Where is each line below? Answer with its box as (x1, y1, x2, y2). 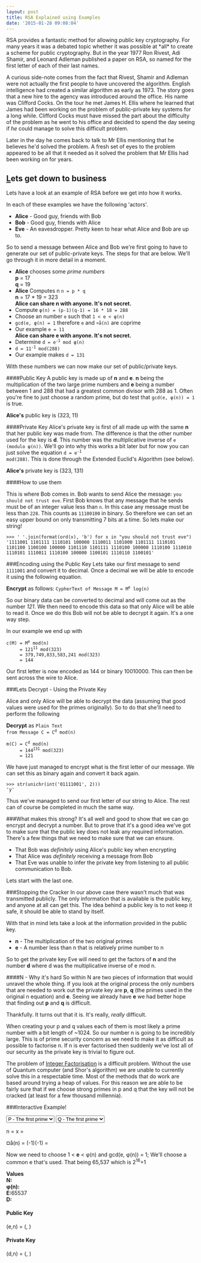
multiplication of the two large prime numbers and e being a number (6, 381, 175, 388)
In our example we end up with (6, 628, 83, 635)
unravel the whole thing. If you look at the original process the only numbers (6, 980, 195, 988)
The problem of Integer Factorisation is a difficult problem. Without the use (6, 1060, 191, 1067)
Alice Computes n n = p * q (14, 287, 86, 295)
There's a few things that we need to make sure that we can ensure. (6, 835, 175, 842)
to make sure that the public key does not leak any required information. (6, 828, 184, 835)
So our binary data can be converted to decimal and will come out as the (6, 597, 186, 604)
